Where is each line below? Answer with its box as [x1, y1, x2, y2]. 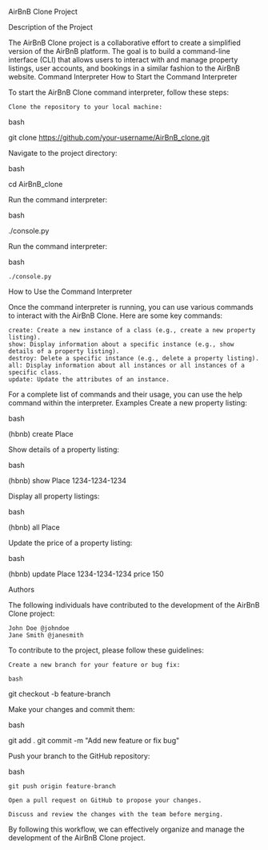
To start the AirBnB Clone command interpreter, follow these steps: [8, 87, 230, 97]
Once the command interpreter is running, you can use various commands [8, 303, 254, 311]
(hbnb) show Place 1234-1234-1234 [8, 476, 126, 485]
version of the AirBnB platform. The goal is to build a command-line [8, 47, 230, 55]
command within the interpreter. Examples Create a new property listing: [8, 398, 248, 408]
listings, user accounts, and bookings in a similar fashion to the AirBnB [8, 63, 240, 73]
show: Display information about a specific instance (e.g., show [8, 340, 234, 348]
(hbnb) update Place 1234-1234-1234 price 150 [8, 569, 164, 579]
